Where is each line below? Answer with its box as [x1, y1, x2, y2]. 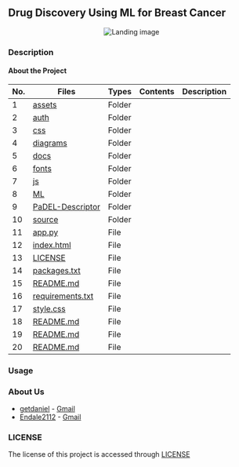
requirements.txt [32, 290, 94, 301]
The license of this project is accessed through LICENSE [8, 450, 190, 459]
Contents [139, 86, 175, 97]
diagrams [32, 137, 68, 148]
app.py [32, 227, 59, 238]
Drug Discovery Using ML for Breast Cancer [8, 6, 226, 20]
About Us [8, 386, 45, 397]
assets [32, 99, 57, 110]
